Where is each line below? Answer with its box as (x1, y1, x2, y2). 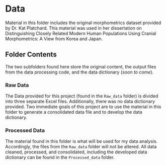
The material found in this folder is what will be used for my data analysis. (5, 138, 158, 144)
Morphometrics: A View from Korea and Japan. (5, 36, 103, 42)
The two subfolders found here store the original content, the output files (5, 63, 156, 69)
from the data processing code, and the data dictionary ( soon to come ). (5, 69, 154, 75)
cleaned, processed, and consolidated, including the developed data (5, 149, 147, 155)
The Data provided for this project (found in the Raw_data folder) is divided (5, 93, 158, 99)
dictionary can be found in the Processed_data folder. (5, 154, 115, 160)
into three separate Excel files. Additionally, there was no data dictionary (5, 99, 155, 105)
